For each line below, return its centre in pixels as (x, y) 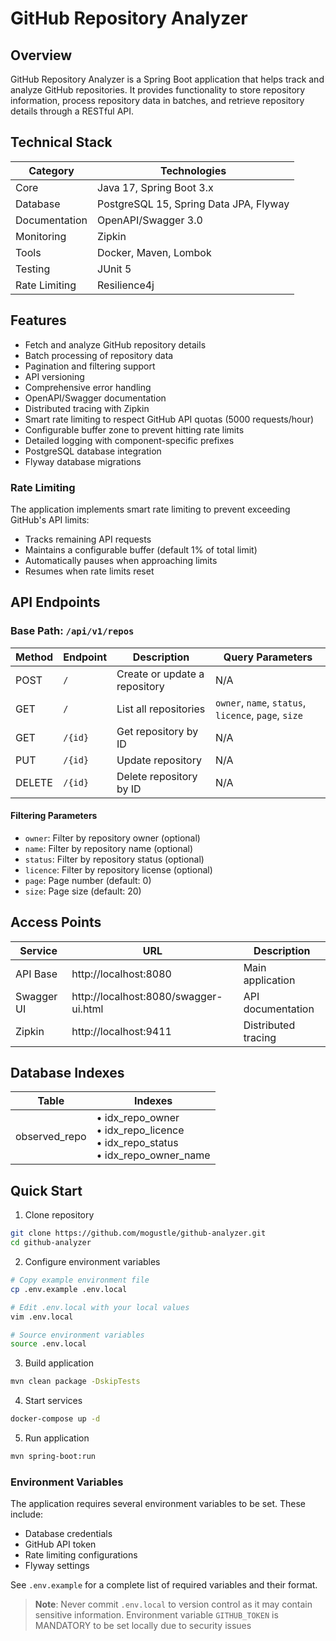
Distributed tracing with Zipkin (87, 408)
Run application (57, 1438)
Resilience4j (126, 285)
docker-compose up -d (55, 1419)
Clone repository (59, 1215)
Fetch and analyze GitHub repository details (115, 344)
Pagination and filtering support (90, 366)
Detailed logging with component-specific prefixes (129, 440)
